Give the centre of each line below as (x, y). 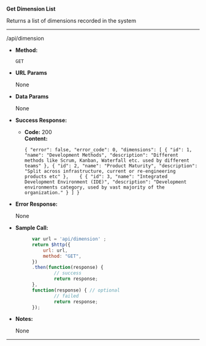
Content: (36, 138)
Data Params (32, 96)
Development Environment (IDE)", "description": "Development (105, 182)
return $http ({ (51, 244)
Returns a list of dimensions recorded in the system (71, 21)
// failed (67, 296)
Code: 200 (38, 132)
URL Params (31, 73)
